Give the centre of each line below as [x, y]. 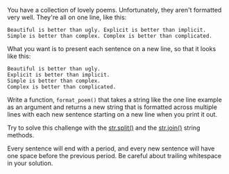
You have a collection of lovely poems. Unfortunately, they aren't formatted [114, 10]
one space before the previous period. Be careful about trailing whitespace [114, 156]
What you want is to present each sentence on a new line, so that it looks [112, 49]
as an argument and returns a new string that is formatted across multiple [112, 107]
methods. [21, 135]
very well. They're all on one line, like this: [67, 17]
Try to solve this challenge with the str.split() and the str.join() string [104, 128]
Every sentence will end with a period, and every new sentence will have [111, 148]
